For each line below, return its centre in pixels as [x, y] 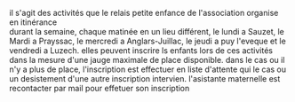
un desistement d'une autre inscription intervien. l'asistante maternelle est [145, 78]
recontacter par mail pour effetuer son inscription [100, 88]
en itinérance [33, 22]
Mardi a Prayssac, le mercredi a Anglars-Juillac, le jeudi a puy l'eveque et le [147, 41]
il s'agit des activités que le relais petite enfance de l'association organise [144, 13]
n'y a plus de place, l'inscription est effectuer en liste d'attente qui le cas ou [148, 69]
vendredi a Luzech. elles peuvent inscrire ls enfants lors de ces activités [141, 51]
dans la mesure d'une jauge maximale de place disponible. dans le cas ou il [147, 60]
